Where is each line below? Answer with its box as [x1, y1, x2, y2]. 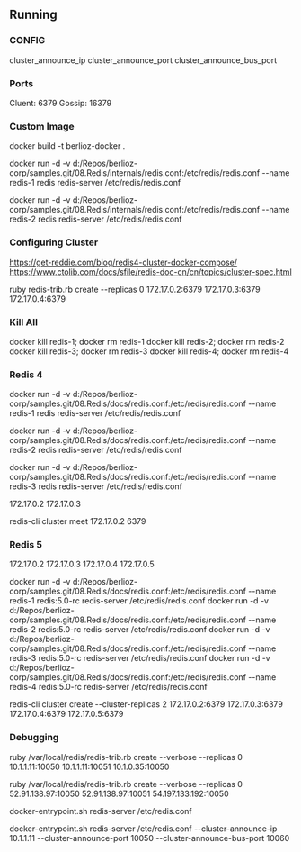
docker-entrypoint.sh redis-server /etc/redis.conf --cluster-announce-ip [9, 823, 278, 834]
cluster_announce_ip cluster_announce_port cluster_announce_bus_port [9, 54, 278, 66]
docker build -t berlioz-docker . [9, 140, 126, 151]
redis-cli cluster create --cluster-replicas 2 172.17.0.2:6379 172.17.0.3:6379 [9, 699, 283, 710]
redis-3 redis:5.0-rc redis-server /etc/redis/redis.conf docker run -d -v [9, 653, 271, 664]
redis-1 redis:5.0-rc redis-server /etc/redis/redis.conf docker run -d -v [9, 595, 270, 606]
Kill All [9, 315, 39, 328]
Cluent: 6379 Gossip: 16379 [9, 97, 112, 108]
